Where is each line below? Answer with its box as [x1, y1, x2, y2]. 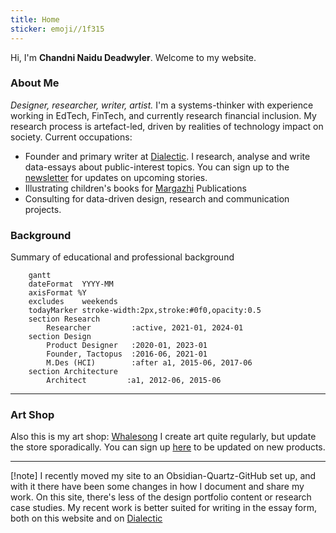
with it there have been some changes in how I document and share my [10, 481, 305, 493]
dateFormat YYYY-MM [28, 279, 114, 290]
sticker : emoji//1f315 [10, 24, 105, 34]
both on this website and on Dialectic [10, 512, 163, 525]
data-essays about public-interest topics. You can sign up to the [24, 161, 290, 173]
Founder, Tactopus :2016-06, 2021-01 [46, 349, 208, 360]
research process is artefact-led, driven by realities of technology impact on [10, 120, 324, 132]
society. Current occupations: [10, 131, 133, 143]
